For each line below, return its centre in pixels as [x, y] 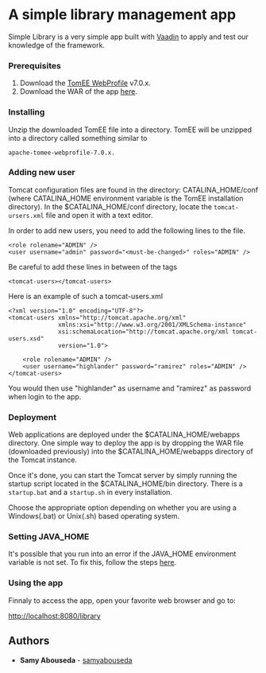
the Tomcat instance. [43, 460]
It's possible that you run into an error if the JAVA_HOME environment [122, 554]
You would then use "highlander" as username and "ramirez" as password [130, 388]
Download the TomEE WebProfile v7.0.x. [85, 83]
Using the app [36, 583]
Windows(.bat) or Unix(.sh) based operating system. [94, 516]
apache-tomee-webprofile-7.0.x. [62, 153]
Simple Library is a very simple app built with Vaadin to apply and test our [128, 37]
